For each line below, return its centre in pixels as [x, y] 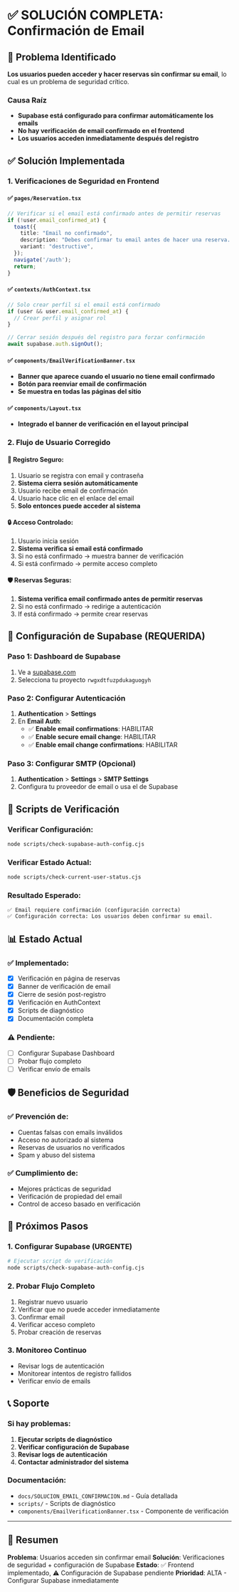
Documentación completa [55, 1019]
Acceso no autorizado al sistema [65, 1140]
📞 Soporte [28, 1404]
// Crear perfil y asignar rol [60, 318]
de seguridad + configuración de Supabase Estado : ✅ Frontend [101, 1565]
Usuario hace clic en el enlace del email [76, 498]
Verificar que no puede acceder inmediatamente [89, 1309]
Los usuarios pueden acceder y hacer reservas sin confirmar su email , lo [117, 74]
